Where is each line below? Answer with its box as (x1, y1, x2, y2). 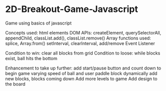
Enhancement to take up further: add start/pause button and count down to (5, 65, 161, 71)
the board (5, 81, 26, 87)
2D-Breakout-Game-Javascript (5, 3, 138, 15)
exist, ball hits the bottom (5, 55, 58, 61)
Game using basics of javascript (5, 20, 72, 26)
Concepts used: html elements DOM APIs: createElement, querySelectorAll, (5, 29, 161, 35)
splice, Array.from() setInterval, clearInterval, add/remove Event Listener (5, 40, 155, 46)
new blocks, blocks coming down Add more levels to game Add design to (5, 75, 157, 81)
